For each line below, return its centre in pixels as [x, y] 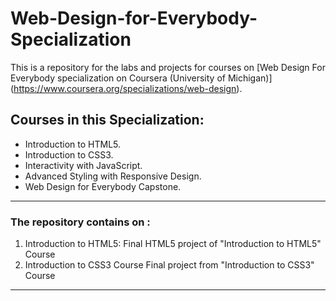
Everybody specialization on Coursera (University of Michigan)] [141, 78]
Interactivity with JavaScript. [83, 165]
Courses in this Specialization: [107, 120]
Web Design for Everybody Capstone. [103, 186]
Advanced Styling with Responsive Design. [113, 176]
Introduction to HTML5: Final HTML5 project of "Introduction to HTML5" [173, 244]
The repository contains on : [80, 222]
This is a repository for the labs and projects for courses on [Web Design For [168, 67]
